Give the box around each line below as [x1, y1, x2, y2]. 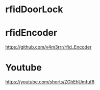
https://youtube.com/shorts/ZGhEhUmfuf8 [5, 79, 95, 85]
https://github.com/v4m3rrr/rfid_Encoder [5, 44, 92, 50]
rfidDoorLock [5, 4, 63, 15]
